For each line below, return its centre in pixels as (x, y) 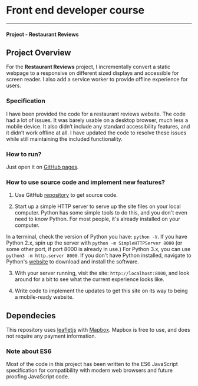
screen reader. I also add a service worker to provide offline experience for (97, 80)
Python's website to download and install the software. (73, 262)
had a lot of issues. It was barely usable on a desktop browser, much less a (97, 120)
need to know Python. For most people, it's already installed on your (98, 219)
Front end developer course (75, 10)
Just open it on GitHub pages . (42, 167)
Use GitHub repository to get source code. (66, 195)
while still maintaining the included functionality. (64, 138)
